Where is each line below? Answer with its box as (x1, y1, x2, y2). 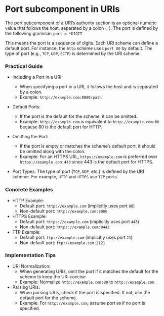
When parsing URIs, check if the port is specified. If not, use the (19, 289, 150, 295)
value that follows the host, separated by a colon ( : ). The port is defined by (5, 25, 158, 31)
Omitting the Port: (12, 134, 48, 140)
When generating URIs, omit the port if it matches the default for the (19, 268, 159, 274)
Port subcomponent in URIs (5, 3, 120, 15)
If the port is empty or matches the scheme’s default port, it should (19, 143, 156, 149)
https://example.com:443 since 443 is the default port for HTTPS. (19, 159, 154, 165)
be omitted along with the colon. (19, 149, 85, 155)
